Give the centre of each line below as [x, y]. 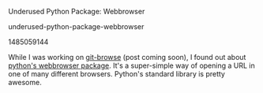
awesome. [25, 82]
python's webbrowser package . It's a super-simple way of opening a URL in [131, 65]
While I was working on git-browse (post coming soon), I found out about [127, 57]
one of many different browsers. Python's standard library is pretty [116, 74]
